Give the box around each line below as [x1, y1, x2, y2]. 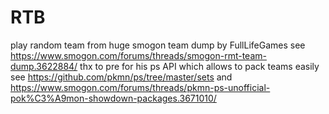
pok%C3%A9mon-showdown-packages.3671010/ [10, 92, 217, 104]
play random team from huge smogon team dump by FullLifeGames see [10, 39, 306, 51]
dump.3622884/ [10, 60, 78, 72]
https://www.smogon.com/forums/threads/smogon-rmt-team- [10, 49, 267, 61]
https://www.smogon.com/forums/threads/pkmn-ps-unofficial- [10, 81, 271, 93]
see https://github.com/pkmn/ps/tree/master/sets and [10, 71, 233, 83]
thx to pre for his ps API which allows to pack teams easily [79, 60, 320, 72]
